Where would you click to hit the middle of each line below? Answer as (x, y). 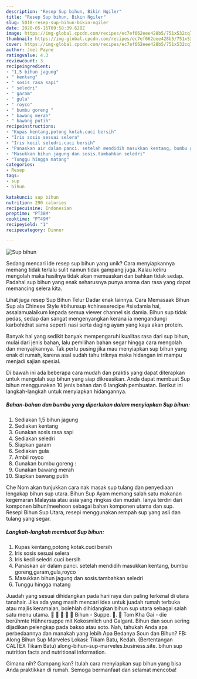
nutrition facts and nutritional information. (56, 652)
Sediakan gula (32, 451)
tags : (13, 176)
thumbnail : (19, 39)
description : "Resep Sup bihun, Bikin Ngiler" (64, 11)
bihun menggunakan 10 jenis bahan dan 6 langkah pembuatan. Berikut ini (94, 385)
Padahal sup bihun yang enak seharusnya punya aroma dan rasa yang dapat (98, 282)
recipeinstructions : (31, 127)
